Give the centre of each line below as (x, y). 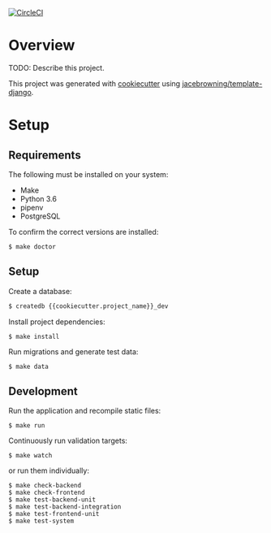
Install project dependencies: (57, 322)
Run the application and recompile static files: (85, 411)
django (20, 92)
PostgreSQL (40, 216)
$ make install (34, 336)
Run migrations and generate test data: (73, 351)
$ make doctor (32, 247)
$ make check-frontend (47, 493)
